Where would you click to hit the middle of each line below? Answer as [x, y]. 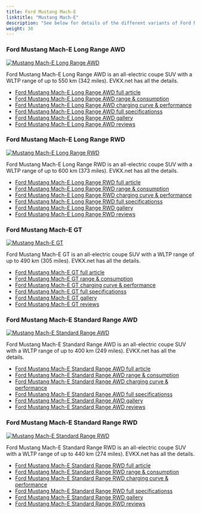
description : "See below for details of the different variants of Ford [99, 23]
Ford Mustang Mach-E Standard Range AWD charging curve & [92, 382]
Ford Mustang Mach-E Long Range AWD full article [78, 92]
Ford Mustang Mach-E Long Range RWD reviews [75, 214]
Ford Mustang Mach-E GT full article [60, 272]
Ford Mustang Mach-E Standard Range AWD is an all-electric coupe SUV [96, 344]
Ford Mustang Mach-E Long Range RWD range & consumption [92, 188]
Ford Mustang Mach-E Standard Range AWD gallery [79, 401]
